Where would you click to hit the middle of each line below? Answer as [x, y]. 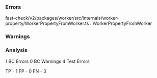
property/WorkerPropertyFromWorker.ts [47, 23]
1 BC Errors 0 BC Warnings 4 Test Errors [48, 61]
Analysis [17, 50]
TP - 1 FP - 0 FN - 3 [26, 71]
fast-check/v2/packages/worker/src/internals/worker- [62, 18]
